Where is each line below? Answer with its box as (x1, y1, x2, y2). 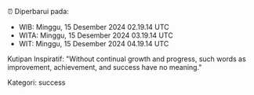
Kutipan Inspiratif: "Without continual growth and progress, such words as (7, 54, 246, 64)
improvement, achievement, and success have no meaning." (7, 63, 202, 71)
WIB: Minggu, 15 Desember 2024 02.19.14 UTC (18, 23, 169, 31)
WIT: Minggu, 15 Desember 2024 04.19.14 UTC (18, 39, 169, 48)
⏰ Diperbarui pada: (7, 7, 70, 16)
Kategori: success (7, 78, 66, 87)
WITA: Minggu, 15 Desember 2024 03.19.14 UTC (18, 31, 173, 40)
